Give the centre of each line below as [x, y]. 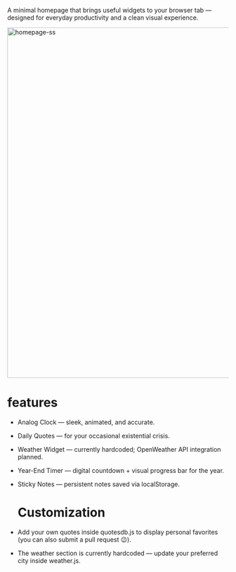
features [33, 403]
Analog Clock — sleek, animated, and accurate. [86, 422]
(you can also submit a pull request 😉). [74, 539]
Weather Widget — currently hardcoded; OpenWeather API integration [119, 449]
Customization [61, 513]
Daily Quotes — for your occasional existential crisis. [93, 436]
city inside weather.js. [49, 560]
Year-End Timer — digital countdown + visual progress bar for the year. [121, 470]
